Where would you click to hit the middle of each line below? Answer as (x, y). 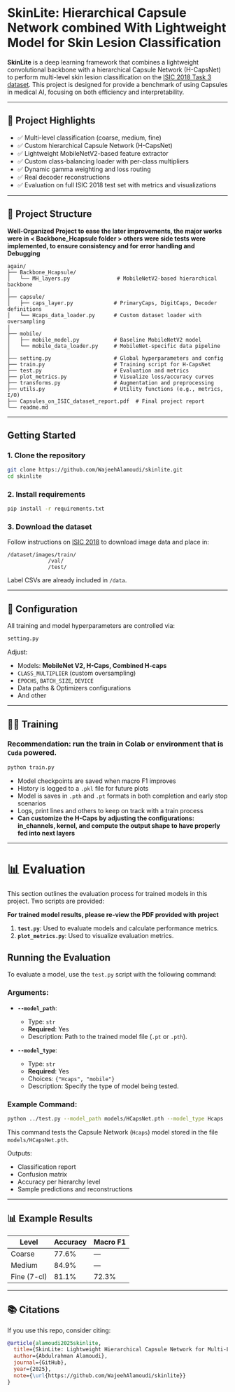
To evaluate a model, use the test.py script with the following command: (112, 975)
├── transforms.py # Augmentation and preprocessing (111, 383)
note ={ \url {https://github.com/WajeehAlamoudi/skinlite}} (100, 1376)
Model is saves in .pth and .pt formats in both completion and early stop (122, 796)
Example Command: (42, 1104)
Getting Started (42, 435)
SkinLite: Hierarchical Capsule (97, 13)
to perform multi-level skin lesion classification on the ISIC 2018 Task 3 (109, 77)
